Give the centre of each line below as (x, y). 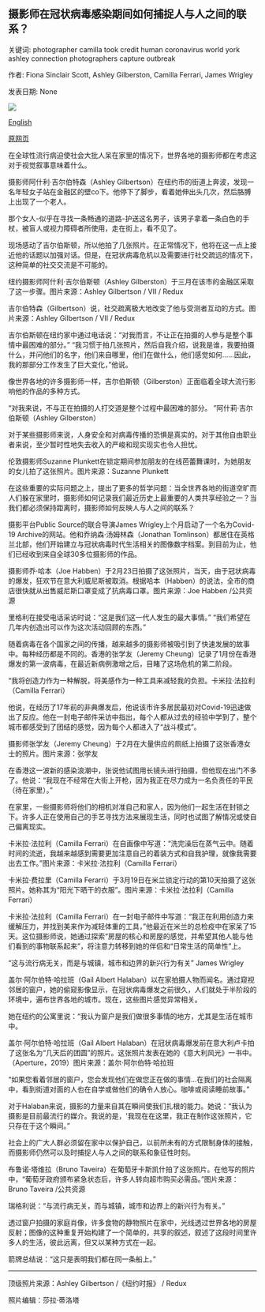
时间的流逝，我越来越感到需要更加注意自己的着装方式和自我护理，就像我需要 (132, 853)
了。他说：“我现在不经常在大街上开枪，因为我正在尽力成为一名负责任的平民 (131, 780)
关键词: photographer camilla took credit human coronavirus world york (124, 49)
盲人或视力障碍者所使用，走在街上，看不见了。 (105, 228)
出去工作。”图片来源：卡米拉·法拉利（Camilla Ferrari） (95, 863)
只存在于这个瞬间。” (39, 1126)
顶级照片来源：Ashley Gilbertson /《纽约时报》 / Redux (97, 1283)
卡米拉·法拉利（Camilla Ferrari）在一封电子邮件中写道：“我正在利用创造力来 (131, 916)
